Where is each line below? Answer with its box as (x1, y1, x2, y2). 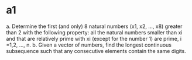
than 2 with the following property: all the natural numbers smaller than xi (6, 29, 183, 36)
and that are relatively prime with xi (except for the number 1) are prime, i (6, 35, 182, 42)
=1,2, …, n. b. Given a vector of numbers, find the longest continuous (6, 41, 172, 48)
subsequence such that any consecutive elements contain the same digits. (6, 47, 186, 54)
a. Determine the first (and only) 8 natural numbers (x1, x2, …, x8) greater (6, 23, 183, 30)
